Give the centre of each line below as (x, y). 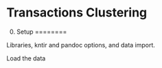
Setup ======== (42, 32)
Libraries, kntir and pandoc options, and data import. (81, 45)
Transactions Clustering (77, 13)
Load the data (26, 58)
